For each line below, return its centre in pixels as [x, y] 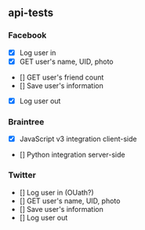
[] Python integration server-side [72, 155]
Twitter [22, 175]
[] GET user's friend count [62, 77]
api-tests [31, 13]
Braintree [26, 121]
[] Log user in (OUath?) [56, 192]
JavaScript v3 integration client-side [78, 139]
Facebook [27, 35]
